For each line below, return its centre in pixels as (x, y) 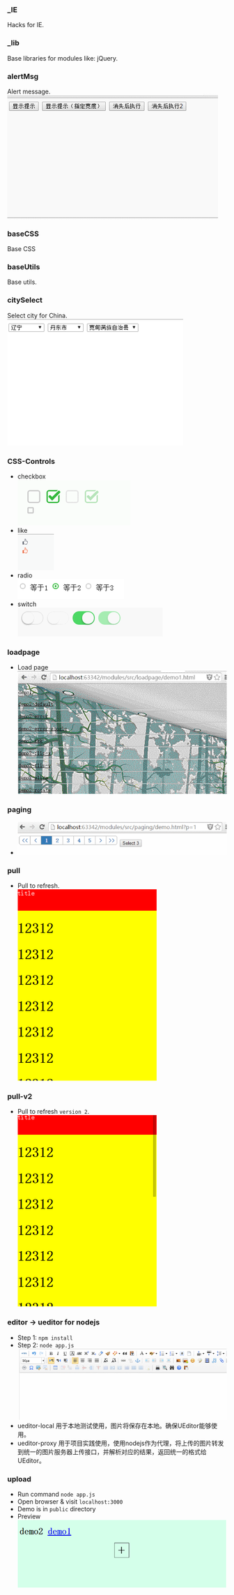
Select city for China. (37, 315)
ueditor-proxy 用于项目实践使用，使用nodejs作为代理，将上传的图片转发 (120, 1443)
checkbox (32, 476)
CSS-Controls (31, 461)
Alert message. (29, 91)
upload (19, 1479)
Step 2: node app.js (46, 1345)
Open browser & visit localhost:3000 (70, 1502)
